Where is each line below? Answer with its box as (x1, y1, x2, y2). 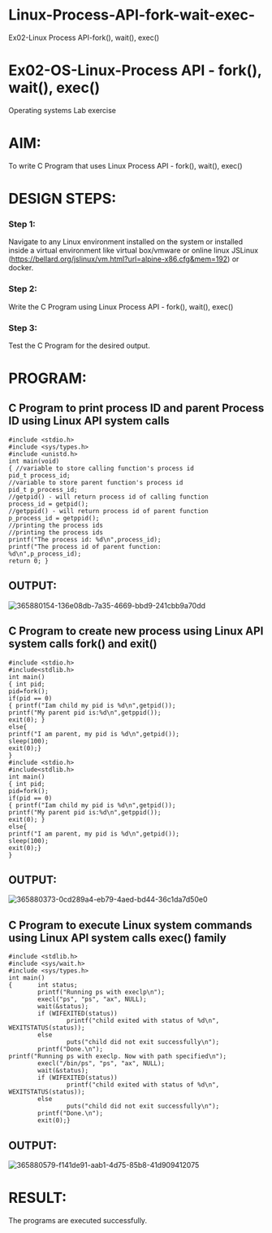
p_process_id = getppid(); (8, 514, 100, 522)
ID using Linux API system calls (8, 414, 171, 428)
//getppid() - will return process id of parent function (8, 507, 209, 515)
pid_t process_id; (8, 471, 71, 480)
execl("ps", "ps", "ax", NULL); (37, 995, 148, 1003)
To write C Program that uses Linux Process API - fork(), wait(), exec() (8, 160, 243, 170)
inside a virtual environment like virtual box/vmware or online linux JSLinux (8, 246, 258, 256)
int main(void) (8, 457, 60, 465)
